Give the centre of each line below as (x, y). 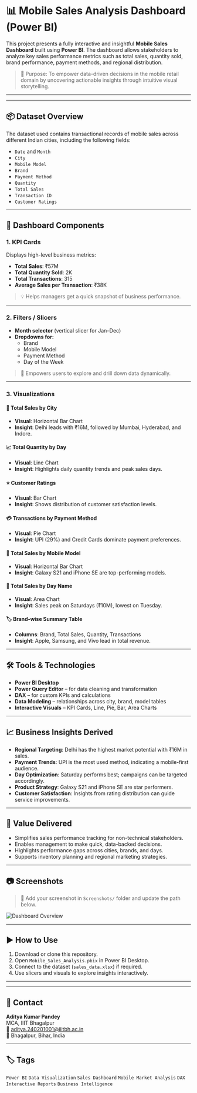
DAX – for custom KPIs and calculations (63, 695)
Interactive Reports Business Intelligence (60, 1084)
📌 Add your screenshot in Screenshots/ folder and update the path (100, 898)
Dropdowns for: (34, 337)
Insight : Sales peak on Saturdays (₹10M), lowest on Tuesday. (88, 605)
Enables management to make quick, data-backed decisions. (88, 844)
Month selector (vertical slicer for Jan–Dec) (68, 330)
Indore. (23, 433)
